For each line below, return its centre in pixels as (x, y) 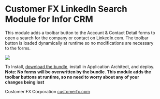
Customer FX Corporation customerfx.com (48, 91)
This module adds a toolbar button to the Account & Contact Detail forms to (80, 33)
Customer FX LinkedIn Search (66, 9)
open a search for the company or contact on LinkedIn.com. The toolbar (77, 38)
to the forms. (18, 48)
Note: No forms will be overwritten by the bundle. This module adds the (78, 72)
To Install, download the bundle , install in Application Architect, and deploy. (80, 66)
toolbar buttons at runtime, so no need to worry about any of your (72, 77)
